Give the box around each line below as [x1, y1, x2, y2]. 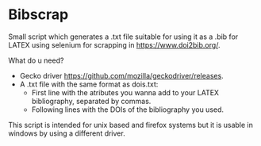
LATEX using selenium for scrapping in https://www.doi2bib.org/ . [8, 40, 221, 49]
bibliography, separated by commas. [31, 96, 152, 106]
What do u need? [8, 56, 64, 65]
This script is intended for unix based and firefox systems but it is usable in [8, 120, 254, 129]
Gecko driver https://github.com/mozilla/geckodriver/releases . [19, 71, 224, 80]
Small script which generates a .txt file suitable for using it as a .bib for [8, 32, 239, 41]
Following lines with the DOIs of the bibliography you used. [31, 105, 225, 114]
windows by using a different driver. [8, 129, 125, 138]
